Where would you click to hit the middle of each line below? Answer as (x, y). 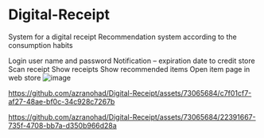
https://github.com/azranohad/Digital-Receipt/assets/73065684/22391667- (132, 116)
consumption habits (41, 45)
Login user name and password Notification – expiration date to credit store (132, 61)
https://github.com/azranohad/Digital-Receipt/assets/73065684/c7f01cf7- (130, 93)
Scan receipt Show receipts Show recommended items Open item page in (129, 69)
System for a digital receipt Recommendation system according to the (122, 37)
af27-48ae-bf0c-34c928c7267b (62, 101)
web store (25, 77)
